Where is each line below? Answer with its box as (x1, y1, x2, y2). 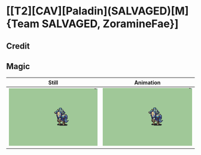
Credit (6, 41, 30, 51)
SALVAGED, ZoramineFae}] (41, 17, 179, 31)
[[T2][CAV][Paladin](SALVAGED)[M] (6, 4, 189, 18)
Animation (134, 79, 161, 86)
